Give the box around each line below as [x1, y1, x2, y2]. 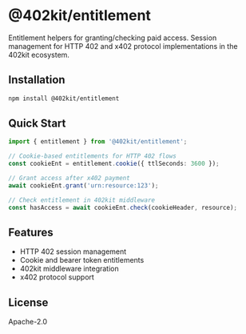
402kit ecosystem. [8, 50, 70, 59]
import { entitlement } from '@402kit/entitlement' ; [8, 138, 188, 146]
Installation [8, 73, 65, 87]
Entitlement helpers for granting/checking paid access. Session [8, 33, 217, 42]
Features [8, 225, 54, 239]
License [8, 296, 49, 309]
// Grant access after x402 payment [8, 175, 130, 183]
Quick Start [8, 117, 66, 131]
